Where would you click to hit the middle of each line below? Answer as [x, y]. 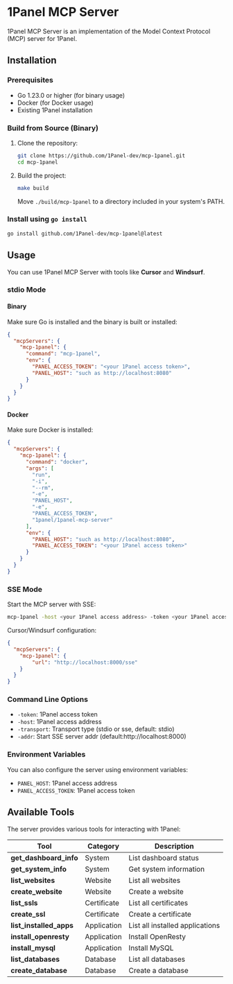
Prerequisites [30, 80]
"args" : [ [40, 468]
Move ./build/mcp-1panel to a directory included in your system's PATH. [121, 201]
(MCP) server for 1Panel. [42, 38]
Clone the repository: [48, 143]
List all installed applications [174, 925]
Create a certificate [160, 914]
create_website [36, 891]
